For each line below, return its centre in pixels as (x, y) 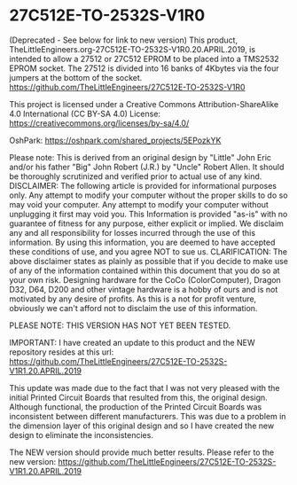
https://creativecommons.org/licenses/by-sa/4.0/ (99, 123)
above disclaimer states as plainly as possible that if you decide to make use (148, 261)
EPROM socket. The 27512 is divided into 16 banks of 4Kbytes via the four (144, 68)
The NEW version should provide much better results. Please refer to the (142, 452)
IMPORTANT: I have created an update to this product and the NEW (132, 342)
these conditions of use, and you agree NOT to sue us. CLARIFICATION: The (148, 251)
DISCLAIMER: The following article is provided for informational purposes (143, 185)
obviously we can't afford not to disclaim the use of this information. (133, 308)
